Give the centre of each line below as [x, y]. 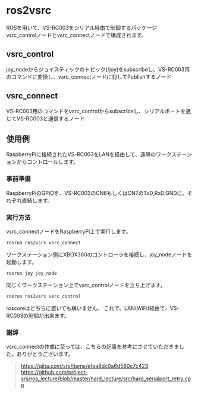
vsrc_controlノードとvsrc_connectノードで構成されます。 [76, 35]
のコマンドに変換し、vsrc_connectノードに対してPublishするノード [89, 77]
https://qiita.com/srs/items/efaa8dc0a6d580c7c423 [84, 366]
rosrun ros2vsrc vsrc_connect [44, 243]
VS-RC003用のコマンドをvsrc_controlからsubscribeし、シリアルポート [93, 111]
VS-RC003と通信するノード [51, 118]
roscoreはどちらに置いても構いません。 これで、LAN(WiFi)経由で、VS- [93, 308]
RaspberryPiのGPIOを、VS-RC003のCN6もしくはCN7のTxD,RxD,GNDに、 [97, 193]
